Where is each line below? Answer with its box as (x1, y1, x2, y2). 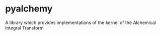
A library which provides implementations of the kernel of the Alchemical (5, 19, 156, 25)
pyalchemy (5, 3, 53, 14)
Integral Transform (5, 24, 44, 30)
